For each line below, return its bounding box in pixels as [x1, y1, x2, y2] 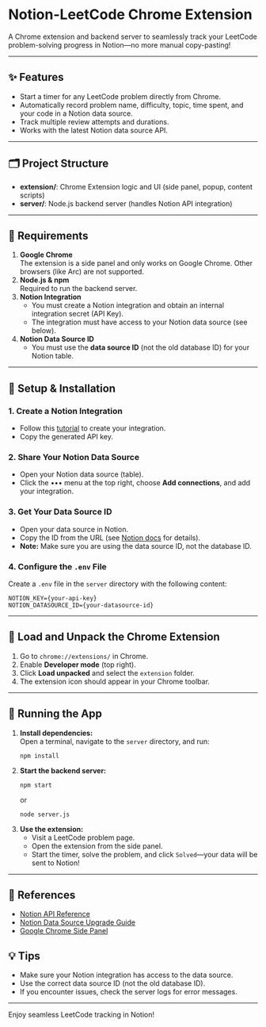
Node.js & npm [19, 275, 70, 285]
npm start [19, 781, 53, 789]
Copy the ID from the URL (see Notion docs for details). [19, 533, 200, 542]
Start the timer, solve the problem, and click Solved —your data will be [31, 849, 258, 859]
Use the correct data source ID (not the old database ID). [19, 979, 206, 988]
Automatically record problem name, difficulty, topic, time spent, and [19, 100, 244, 109]
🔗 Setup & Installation [8, 381, 116, 395]
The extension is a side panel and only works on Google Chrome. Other [19, 259, 253, 268]
